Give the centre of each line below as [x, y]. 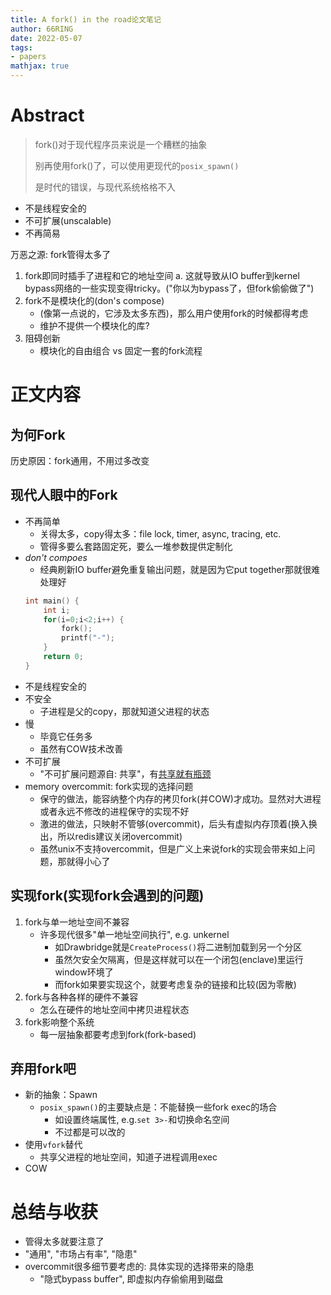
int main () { [52, 601]
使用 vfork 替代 [53, 1145]
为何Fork [38, 434]
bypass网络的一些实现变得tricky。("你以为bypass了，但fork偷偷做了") [169, 288]
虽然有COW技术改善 [81, 748]
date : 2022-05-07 [46, 38]
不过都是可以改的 [90, 1132]
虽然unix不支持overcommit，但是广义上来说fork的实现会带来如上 [173, 848]
